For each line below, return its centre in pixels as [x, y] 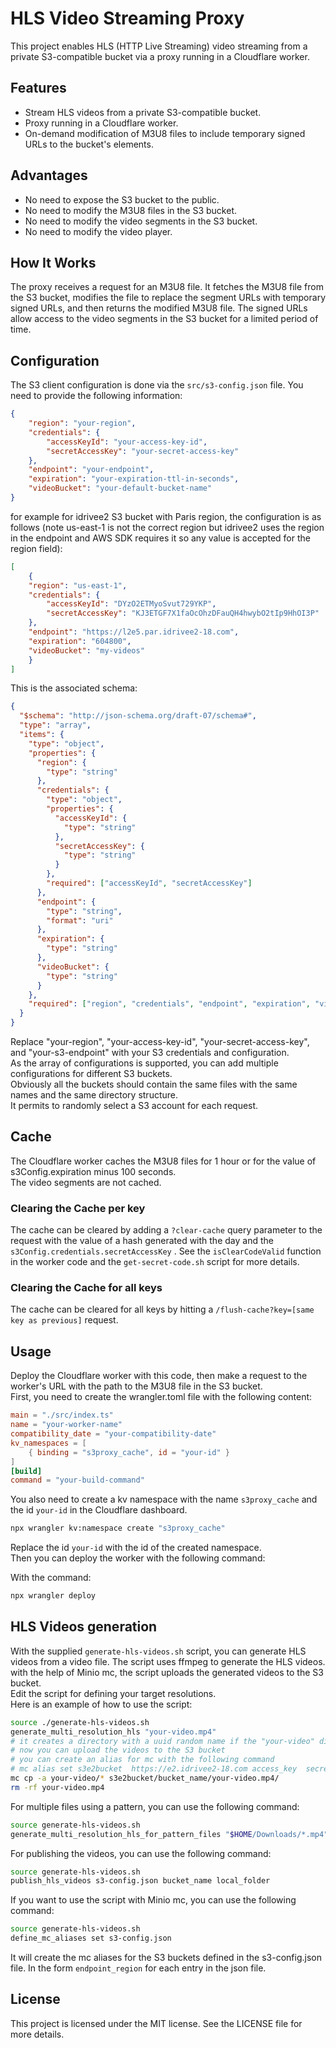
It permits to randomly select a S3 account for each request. [134, 1106]
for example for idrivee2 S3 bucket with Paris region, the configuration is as [166, 516]
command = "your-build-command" [77, 1480]
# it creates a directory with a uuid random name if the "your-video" [162, 1741]
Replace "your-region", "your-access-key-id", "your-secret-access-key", [160, 1042]
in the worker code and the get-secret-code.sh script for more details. [155, 1262]
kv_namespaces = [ [48, 1443]
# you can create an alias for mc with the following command [142, 1760]
